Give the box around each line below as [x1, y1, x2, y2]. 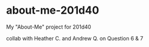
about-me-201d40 [6, 4, 100, 17]
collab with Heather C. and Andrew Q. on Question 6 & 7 [6, 35, 144, 42]
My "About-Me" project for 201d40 [6, 23, 91, 30]
